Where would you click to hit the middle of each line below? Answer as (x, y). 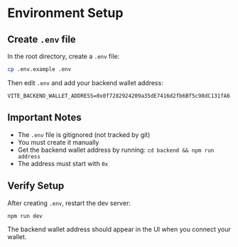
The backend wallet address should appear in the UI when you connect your (119, 229)
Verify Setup (36, 186)
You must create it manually (58, 142)
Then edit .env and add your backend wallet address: (85, 82)
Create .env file (42, 39)
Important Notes (44, 117)
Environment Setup (65, 13)
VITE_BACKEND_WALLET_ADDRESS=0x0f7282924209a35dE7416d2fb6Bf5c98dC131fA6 (119, 96)
